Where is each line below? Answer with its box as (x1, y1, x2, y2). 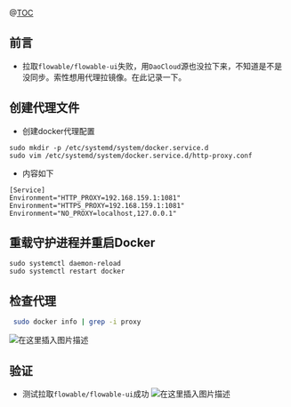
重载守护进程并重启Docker (9, 235, 156, 251)
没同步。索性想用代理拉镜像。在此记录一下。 (21, 71, 187, 83)
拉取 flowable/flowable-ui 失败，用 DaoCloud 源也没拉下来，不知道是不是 (21, 60, 283, 71)
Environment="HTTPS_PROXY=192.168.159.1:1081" (9, 201, 185, 210)
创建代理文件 (9, 100, 80, 116)
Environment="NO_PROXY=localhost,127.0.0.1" (9, 209, 177, 218)
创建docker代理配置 (21, 125, 95, 136)
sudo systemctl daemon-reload (9, 259, 122, 268)
